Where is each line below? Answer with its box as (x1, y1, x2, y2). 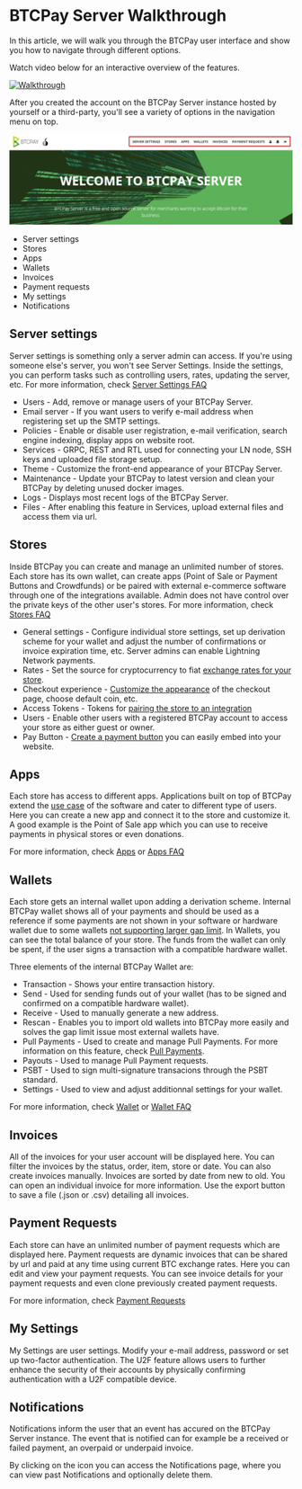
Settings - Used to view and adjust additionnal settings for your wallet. (22, 1084, 283, 1095)
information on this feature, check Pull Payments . (22, 1046, 205, 1057)
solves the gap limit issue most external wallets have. (22, 1027, 220, 1038)
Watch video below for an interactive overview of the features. (9, 62, 240, 73)
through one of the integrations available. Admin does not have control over (9, 590, 289, 601)
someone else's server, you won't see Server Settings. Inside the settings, (9, 360, 284, 370)
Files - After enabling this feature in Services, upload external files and (22, 501, 284, 513)
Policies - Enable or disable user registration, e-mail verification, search (22, 424, 288, 436)
